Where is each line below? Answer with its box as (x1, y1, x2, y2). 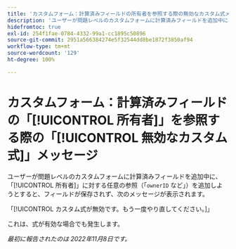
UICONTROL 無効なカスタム (65, 129, 228, 146)
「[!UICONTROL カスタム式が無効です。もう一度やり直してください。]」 (7, 205, 214, 213)
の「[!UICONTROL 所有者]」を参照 (7, 112, 208, 128)
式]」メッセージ (7, 147, 98, 163)
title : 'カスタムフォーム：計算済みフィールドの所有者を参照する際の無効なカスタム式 (7, 10, 225, 18)
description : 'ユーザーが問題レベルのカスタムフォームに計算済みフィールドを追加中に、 (7, 17, 234, 24)
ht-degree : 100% (7, 56, 55, 63)
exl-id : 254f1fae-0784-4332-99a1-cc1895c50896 (7, 30, 146, 37)
